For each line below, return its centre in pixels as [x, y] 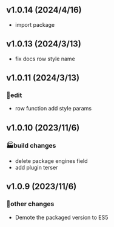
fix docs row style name [45, 59]
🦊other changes [30, 204]
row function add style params [53, 109]
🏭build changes [31, 145]
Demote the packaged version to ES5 [62, 217]
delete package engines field [51, 161]
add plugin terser [36, 168]
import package [35, 24]
